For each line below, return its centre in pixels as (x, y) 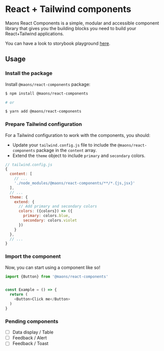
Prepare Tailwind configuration (44, 124)
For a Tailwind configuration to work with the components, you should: (78, 135)
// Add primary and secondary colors (58, 206)
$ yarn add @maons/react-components (43, 111)
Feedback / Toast (30, 343)
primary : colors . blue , (47, 216)
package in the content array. (66, 150)
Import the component (33, 256)
